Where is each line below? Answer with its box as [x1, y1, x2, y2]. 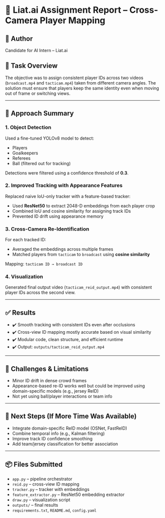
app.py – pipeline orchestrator [12, 476, 73, 482]
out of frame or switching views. [5, 90, 71, 96]
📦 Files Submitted [5, 460, 63, 469]
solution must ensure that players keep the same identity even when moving [5, 85, 160, 91]
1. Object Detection [5, 124, 52, 131]
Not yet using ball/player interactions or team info [12, 393, 112, 400]
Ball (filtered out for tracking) [12, 160, 71, 166]
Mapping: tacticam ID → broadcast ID [5, 261, 83, 267]
